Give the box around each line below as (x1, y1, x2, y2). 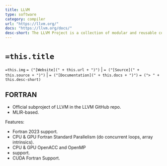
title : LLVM (5, 7, 30, 12)
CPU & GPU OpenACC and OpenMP (12, 144, 86, 150)
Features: (5, 119, 25, 125)
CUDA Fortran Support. (12, 155, 61, 161)
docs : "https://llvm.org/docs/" (5, 26, 72, 31)
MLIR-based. (12, 109, 39, 115)
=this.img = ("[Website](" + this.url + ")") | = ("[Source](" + (5, 66, 140, 72)
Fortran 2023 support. (12, 128, 58, 135)
